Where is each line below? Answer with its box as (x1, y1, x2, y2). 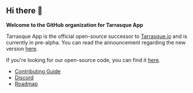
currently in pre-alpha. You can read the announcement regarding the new (6, 39, 186, 46)
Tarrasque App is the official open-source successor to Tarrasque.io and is (6, 33, 188, 40)
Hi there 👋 (6, 6, 43, 16)
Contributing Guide (14, 68, 61, 75)
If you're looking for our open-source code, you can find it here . (6, 56, 161, 63)
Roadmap (14, 80, 38, 87)
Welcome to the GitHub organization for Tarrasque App (6, 21, 144, 28)
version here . (6, 45, 38, 52)
